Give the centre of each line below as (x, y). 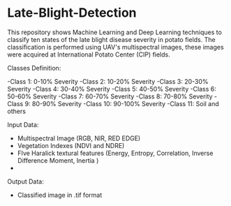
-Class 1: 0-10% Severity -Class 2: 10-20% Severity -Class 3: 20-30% (108, 81)
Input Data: (23, 124)
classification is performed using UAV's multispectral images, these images (116, 47)
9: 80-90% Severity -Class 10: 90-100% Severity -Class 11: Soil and (122, 103)
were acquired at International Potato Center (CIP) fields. (89, 54)
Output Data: (25, 181)
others (17, 111)
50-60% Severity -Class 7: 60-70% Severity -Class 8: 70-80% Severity (110, 96)
